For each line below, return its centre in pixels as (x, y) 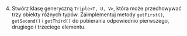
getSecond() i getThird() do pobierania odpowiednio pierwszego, (90, 21)
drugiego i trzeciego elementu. (49, 27)
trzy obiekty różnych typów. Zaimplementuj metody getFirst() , (88, 15)
